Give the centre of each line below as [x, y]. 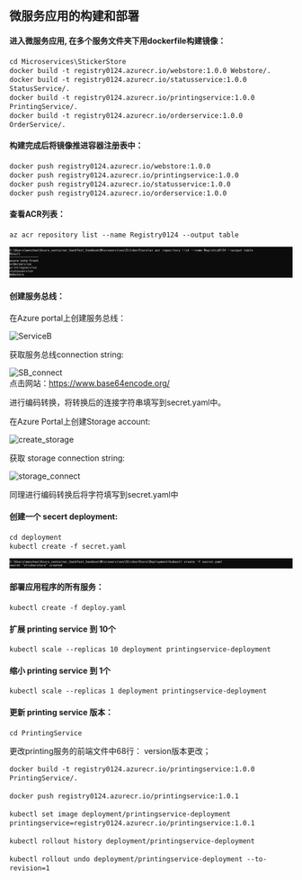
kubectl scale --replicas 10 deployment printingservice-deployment [140, 650]
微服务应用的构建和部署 [74, 16]
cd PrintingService [46, 733]
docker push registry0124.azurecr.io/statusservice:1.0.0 [120, 184]
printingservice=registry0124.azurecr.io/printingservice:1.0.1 [132, 823]
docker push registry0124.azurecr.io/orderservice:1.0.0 [118, 193]
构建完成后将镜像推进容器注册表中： [76, 146]
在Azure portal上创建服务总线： [68, 318]
